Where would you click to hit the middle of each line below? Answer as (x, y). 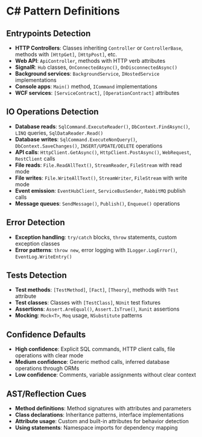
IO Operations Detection (52, 112)
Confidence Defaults (46, 335)
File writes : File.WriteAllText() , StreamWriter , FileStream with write (101, 178)
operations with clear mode (49, 355)
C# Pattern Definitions (63, 11)
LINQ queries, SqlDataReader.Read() (59, 133)
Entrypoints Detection (49, 34)
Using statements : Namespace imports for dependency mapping (96, 428)
